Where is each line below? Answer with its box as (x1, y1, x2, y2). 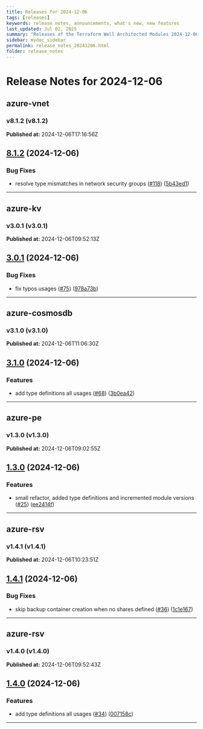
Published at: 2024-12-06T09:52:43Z (6, 660, 101, 668)
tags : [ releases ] (6, 15, 50, 21)
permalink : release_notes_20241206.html (6, 43, 110, 49)
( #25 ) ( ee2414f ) (14, 501, 55, 508)
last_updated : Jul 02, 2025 (6, 25, 77, 32)
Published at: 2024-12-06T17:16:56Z (6, 130, 98, 138)
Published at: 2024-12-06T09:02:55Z (6, 445, 101, 452)
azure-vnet (6, 98, 50, 109)
